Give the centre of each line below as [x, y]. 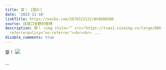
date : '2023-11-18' [25, 14]
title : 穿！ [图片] [24, 10]
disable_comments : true [30, 38]
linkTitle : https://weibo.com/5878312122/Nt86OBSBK [59, 19]
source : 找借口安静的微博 [29, 24]
